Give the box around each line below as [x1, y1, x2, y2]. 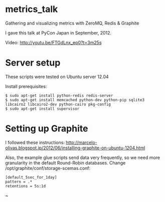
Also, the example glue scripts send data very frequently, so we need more [5, 154, 160, 160]
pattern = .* [5, 179, 33, 184]
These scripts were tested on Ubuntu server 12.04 [5, 74, 109, 80]
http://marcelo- [66, 139, 98, 145]
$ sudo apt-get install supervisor [5, 106, 80, 111]
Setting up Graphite [5, 123, 88, 134]
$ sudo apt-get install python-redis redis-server [5, 93, 113, 98]
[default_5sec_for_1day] [5, 174, 57, 180]
